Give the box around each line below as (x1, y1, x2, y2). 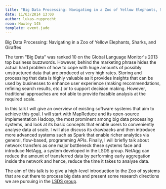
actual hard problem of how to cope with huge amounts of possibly (5, 65, 142, 71)
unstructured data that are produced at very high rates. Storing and (5, 70, 142, 76)
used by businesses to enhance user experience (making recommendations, (5, 80, 161, 87)
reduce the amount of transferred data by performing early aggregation (5, 153, 151, 159)
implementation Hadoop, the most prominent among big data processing (5, 116, 153, 122)
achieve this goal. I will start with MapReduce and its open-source (5, 111, 139, 117)
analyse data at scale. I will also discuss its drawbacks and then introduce (5, 127, 156, 133)
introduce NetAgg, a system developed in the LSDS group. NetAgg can (5, 148, 150, 154)
